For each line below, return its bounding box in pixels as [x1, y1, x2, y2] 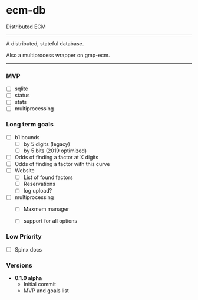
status [14, 92, 30, 99]
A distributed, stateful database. [6, 40, 84, 47]
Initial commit [23, 281, 57, 288]
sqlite [14, 85, 28, 92]
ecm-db [6, 4, 46, 17]
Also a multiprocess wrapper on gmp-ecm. [6, 51, 110, 58]
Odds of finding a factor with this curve [14, 161, 110, 168]
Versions [6, 261, 32, 269]
